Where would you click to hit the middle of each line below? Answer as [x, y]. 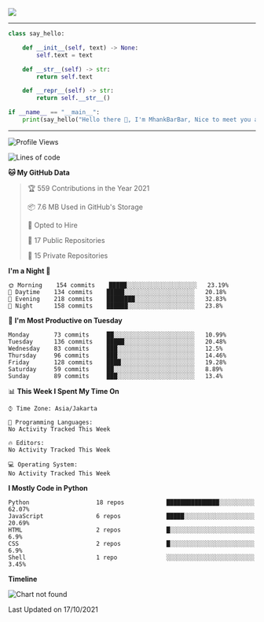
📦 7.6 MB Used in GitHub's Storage [85, 207]
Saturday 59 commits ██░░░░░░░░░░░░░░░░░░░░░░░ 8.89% [115, 369]
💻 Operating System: [43, 464]
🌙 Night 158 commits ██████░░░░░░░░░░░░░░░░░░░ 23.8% [115, 306]
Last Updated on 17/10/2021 [53, 609]
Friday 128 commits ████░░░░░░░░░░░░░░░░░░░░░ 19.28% [117, 362]
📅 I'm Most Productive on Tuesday [66, 320]
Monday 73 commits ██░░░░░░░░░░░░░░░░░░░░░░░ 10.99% [117, 335]
